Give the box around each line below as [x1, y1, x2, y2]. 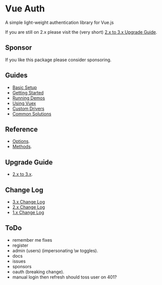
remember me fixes [12, 237, 53, 243]
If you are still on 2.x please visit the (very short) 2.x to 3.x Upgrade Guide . [5, 29, 158, 35]
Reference [5, 125, 38, 133]
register [12, 242, 29, 248]
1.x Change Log [12, 209, 45, 215]
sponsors [12, 263, 32, 269]
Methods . [12, 144, 32, 150]
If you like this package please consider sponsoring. [5, 57, 111, 63]
